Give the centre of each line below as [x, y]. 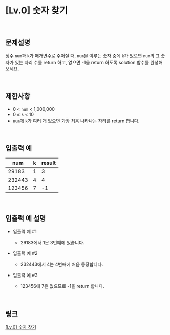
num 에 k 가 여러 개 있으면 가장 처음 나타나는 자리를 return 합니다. [76, 121]
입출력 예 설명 [26, 218]
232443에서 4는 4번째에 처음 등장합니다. [62, 264]
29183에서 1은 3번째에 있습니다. [52, 243]
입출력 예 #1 [25, 232]
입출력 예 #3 [25, 275]
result [49, 163]
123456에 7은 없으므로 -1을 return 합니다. [62, 286]
